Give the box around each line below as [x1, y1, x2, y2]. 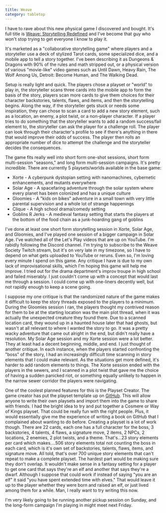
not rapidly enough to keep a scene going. [5, 284, 92, 290]
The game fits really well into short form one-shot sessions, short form [5, 154, 150, 160]
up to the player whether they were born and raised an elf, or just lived [5, 482, 149, 488]
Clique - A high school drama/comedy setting [12, 206, 106, 212]
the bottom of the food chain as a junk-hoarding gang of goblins [12, 216, 144, 222]
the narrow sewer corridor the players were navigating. [5, 377, 117, 384]
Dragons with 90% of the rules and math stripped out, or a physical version [5, 61, 159, 67]
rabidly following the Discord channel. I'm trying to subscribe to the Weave [5, 242, 158, 248]
